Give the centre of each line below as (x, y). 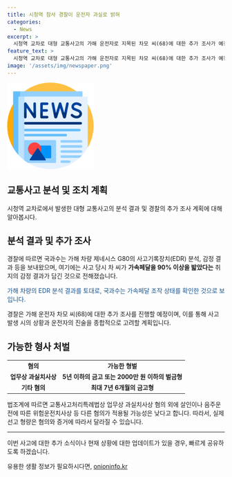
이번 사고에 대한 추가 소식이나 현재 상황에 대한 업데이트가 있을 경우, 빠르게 (106, 442)
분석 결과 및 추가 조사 (49, 241)
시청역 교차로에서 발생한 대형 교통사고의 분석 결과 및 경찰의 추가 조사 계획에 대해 (115, 208)
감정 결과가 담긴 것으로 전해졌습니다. (69, 276)
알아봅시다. (22, 217)
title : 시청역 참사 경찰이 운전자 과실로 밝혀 (64, 15)
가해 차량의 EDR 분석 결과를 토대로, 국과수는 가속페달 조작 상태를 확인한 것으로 (113, 291)
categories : (24, 22)
